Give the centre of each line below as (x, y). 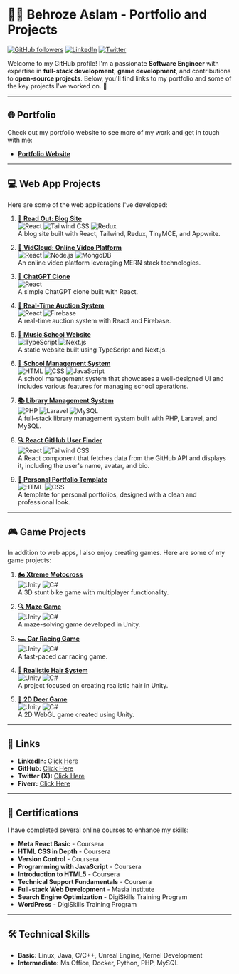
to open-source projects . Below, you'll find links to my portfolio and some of (120, 78)
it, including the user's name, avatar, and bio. (84, 465)
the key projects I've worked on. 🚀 (57, 86)
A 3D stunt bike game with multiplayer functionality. (93, 592)
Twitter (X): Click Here (51, 776)
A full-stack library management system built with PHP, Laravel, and (117, 418)
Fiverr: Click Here (44, 783)
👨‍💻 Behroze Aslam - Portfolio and (107, 15)
